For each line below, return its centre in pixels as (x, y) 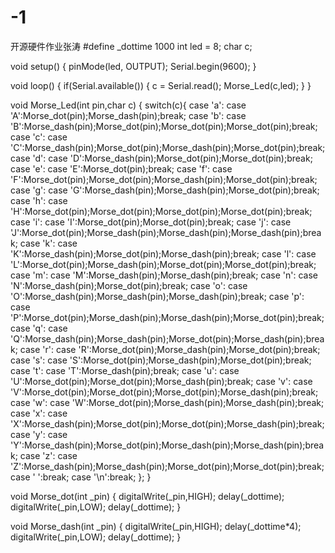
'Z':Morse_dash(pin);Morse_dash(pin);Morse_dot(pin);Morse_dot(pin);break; (167, 466)
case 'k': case (48, 243)
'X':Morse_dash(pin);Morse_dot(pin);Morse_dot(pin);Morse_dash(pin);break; (167, 423)
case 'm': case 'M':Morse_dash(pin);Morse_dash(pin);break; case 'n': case (164, 275)
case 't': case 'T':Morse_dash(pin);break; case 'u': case (125, 370)
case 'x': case (39, 413)
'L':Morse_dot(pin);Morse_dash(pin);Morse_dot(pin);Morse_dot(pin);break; (163, 264)
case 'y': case (39, 434)
